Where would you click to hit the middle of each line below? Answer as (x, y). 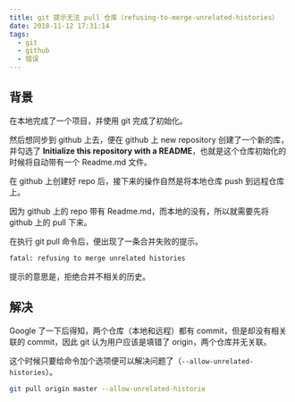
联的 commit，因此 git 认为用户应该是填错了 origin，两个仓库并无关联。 (140, 341)
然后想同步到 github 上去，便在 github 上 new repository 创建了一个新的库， (149, 139)
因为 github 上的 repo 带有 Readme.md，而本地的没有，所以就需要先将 (139, 211)
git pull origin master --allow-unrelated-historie (107, 389)
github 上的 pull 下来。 (51, 222)
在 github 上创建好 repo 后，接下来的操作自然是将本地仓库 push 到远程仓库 (147, 180)
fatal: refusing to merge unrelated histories (97, 258)
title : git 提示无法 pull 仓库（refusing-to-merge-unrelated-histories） (144, 17)
